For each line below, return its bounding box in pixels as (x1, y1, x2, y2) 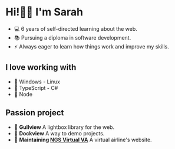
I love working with (5, 62, 77, 73)
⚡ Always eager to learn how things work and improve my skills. (14, 43, 169, 50)
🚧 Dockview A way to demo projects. (14, 129, 105, 137)
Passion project (5, 108, 64, 118)
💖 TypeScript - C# (14, 84, 58, 91)
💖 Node (14, 90, 33, 98)
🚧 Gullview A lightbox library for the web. (14, 124, 115, 131)
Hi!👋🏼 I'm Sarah (5, 5, 84, 19)
